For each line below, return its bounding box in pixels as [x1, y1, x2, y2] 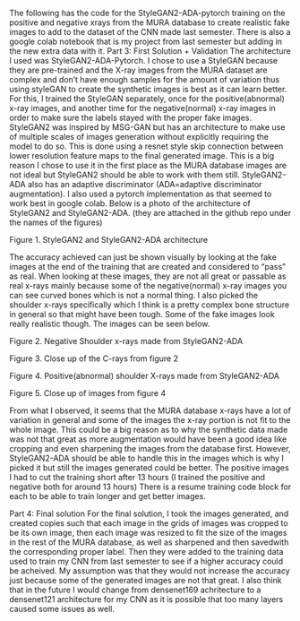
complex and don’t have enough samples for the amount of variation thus [9, 74, 280, 84]
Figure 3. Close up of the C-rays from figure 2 [9, 353, 179, 364]
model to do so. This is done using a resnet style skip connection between [9, 141, 284, 151]
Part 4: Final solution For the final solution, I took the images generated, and [9, 508, 289, 519]
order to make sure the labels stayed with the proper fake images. [9, 112, 253, 123]
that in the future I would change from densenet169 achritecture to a [9, 584, 261, 595]
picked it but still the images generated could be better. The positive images [9, 462, 289, 473]
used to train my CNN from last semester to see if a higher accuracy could [9, 556, 284, 566]
